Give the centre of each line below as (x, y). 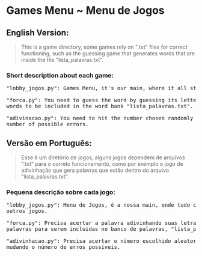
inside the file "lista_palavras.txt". (62, 60)
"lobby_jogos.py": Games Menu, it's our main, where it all (97, 88)
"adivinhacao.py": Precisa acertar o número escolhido (89, 241)
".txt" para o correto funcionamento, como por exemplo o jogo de (102, 164)
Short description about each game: (60, 75)
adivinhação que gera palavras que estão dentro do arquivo (95, 170)
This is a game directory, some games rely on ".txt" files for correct (104, 47)
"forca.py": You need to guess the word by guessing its (92, 100)
